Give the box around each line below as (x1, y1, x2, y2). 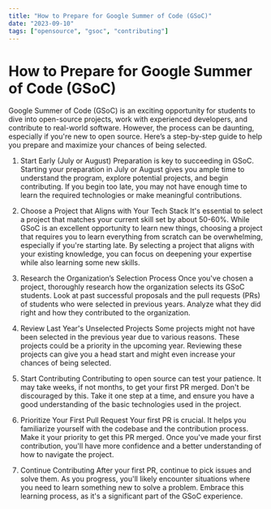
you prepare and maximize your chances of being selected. (8, 140, 207, 150)
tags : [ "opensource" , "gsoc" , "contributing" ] (8, 27, 169, 35)
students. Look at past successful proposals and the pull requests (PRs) (19, 291, 261, 301)
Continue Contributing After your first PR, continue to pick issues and (19, 465, 252, 475)
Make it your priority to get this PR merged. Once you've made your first (19, 433, 261, 443)
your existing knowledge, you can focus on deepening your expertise (19, 249, 252, 259)
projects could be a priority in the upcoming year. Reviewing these (19, 341, 242, 351)
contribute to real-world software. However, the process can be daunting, (8, 123, 255, 133)
